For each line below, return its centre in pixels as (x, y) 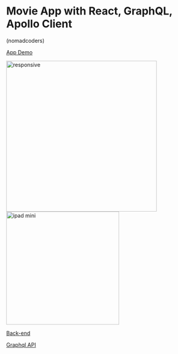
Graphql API (21, 344)
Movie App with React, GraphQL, (89, 11)
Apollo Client (39, 24)
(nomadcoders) (26, 40)
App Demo (20, 52)
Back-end (18, 333)
